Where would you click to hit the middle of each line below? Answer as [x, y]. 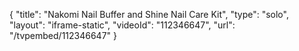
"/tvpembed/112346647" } [63, 35]
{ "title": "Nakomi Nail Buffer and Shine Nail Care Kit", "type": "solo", [149, 14]
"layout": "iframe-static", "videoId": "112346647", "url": [122, 25]
